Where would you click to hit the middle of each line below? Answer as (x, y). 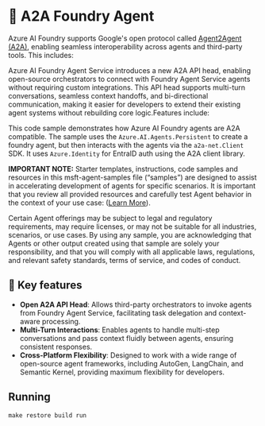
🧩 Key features (45, 285)
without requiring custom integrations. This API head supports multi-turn (127, 87)
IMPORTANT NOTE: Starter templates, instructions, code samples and (123, 168)
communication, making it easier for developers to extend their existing (125, 104)
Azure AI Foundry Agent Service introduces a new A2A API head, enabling (130, 70)
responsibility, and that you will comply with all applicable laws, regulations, (132, 252)
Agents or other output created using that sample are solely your (114, 243)
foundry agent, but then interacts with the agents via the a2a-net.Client (126, 145)
